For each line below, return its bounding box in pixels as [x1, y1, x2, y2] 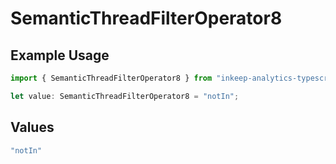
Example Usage [10, 47, 110, 64]
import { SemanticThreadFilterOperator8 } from [10, 73, 213, 83]
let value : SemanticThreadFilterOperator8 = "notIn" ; [10, 91, 240, 101]
